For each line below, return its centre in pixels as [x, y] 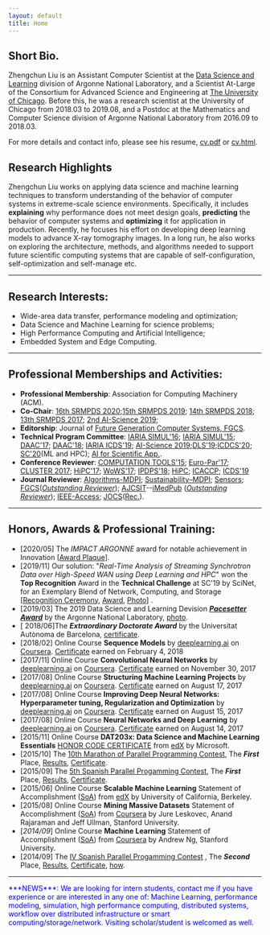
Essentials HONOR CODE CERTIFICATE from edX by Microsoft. [125, 745]
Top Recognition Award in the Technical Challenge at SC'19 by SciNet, [138, 583]
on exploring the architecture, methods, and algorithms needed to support [131, 247]
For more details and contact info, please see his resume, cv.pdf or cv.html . [133, 142]
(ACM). [32, 402]
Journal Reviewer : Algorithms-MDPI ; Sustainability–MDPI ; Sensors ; [132, 479]
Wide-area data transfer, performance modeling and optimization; [129, 315]
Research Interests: [58, 297]
